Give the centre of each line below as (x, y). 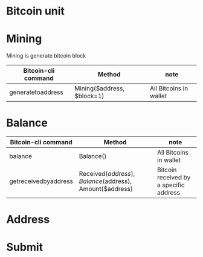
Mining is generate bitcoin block (46, 56)
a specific (171, 185)
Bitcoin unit (36, 11)
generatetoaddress (36, 92)
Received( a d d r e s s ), (107, 174)
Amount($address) (106, 189)
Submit (25, 247)
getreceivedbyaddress (41, 181)
